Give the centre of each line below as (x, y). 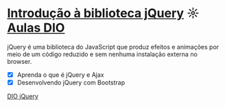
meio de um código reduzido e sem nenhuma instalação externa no (102, 54)
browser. (20, 61)
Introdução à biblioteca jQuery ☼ (104, 13)
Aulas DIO (36, 28)
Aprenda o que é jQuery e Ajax (60, 75)
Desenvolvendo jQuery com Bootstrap (71, 82)
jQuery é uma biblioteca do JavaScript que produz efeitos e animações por (113, 47)
